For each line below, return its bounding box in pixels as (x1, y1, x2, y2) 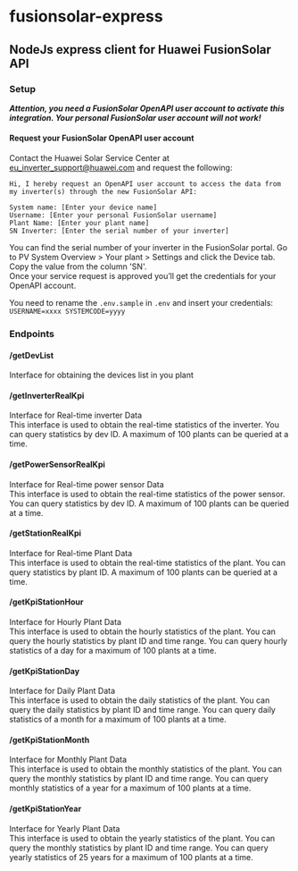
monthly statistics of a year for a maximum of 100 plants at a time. (9, 782, 252, 793)
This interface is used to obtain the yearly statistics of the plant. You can (9, 833, 276, 843)
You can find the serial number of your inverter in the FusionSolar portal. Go (9, 242, 288, 253)
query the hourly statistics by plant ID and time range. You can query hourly (9, 636, 288, 647)
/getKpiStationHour (9, 596, 84, 607)
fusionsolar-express (9, 6, 163, 27)
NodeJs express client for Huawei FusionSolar (9, 42, 272, 57)
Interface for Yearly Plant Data (9, 823, 120, 833)
